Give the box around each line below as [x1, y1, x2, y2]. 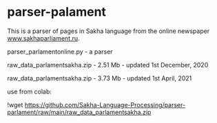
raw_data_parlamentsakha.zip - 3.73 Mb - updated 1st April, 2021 [7, 74, 192, 82]
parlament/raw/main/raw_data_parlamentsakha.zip [7, 108, 152, 116]
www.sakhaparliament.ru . [7, 34, 81, 42]
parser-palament [7, 4, 107, 20]
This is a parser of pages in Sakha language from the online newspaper [7, 27, 210, 35]
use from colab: [7, 87, 52, 96]
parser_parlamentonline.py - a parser [7, 47, 113, 56]
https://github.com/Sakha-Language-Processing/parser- [24, 100, 186, 109]
